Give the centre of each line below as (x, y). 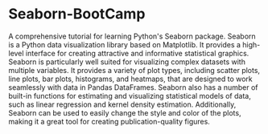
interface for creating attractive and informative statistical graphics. (137, 53)
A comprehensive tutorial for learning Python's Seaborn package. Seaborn (132, 36)
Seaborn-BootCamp (77, 14)
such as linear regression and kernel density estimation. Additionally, (122, 104)
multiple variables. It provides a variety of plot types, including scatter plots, (134, 70)
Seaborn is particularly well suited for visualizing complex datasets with (127, 62)
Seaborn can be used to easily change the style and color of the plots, (125, 112)
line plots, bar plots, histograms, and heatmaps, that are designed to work (131, 79)
